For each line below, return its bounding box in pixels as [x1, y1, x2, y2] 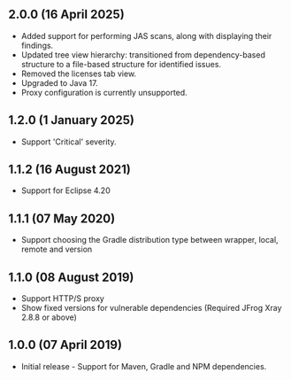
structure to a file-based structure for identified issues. [20, 58, 222, 69]
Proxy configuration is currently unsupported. [20, 87, 188, 97]
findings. [20, 40, 54, 50]
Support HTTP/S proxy [20, 293, 105, 304]
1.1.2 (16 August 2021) [8, 162, 132, 177]
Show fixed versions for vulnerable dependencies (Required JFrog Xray [20, 303, 282, 314]
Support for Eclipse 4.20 [20, 185, 111, 196]
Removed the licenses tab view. [20, 68, 137, 79]
